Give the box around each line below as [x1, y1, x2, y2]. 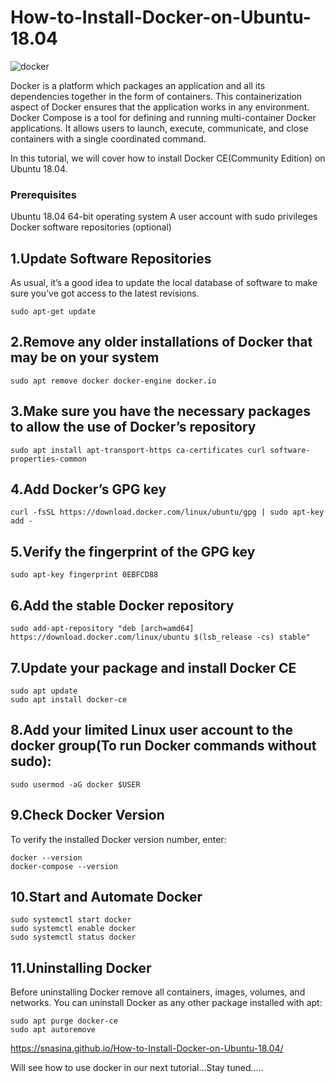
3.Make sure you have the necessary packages [10, 403, 312, 420]
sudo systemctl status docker [10, 932, 137, 943]
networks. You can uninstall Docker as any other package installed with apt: [10, 997, 323, 1009]
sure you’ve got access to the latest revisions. [10, 287, 200, 300]
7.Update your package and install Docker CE [10, 659, 297, 676]
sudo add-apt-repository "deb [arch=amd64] [10, 624, 195, 634]
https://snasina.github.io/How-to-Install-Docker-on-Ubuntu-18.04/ [10, 1042, 284, 1055]
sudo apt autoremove [10, 1025, 97, 1035]
